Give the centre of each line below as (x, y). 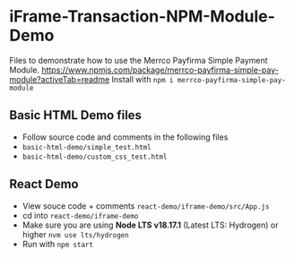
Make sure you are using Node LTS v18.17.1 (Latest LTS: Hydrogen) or (151, 225)
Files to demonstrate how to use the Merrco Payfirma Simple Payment (138, 60)
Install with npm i (143, 79)
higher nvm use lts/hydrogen (75, 234)
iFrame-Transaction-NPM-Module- (143, 17)
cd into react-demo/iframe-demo (80, 215)
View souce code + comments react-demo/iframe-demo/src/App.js (146, 206)
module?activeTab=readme (60, 79)
